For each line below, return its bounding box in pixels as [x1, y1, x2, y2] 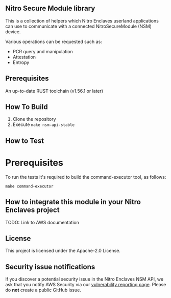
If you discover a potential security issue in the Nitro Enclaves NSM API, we [5, 276, 164, 282]
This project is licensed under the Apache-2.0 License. [5, 248, 121, 254]
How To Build [5, 102, 48, 112]
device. [5, 28, 21, 35]
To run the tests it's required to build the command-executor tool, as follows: [5, 174, 166, 180]
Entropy [12, 59, 30, 66]
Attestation [12, 54, 36, 60]
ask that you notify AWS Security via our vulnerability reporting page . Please [5, 282, 166, 288]
